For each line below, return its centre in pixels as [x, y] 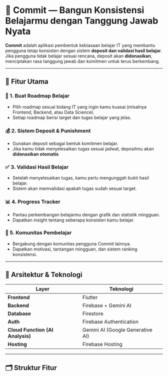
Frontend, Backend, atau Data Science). [53, 112]
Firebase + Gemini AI [107, 305]
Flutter [90, 297]
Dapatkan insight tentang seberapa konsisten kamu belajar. [73, 220]
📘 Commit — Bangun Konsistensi [75, 10]
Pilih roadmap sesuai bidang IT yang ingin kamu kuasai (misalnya [79, 106]
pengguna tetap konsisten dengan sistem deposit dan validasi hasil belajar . [84, 50]
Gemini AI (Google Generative [117, 329]
